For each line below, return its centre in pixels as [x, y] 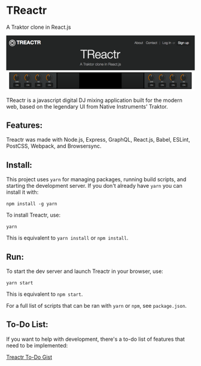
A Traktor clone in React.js [39, 27]
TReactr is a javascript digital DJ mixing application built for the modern [94, 100]
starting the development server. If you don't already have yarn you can [94, 186]
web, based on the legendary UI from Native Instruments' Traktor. [87, 106]
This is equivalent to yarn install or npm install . [67, 238]
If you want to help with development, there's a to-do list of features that [96, 339]
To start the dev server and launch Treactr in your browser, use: [85, 271]
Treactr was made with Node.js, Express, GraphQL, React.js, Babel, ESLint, [98, 140]
